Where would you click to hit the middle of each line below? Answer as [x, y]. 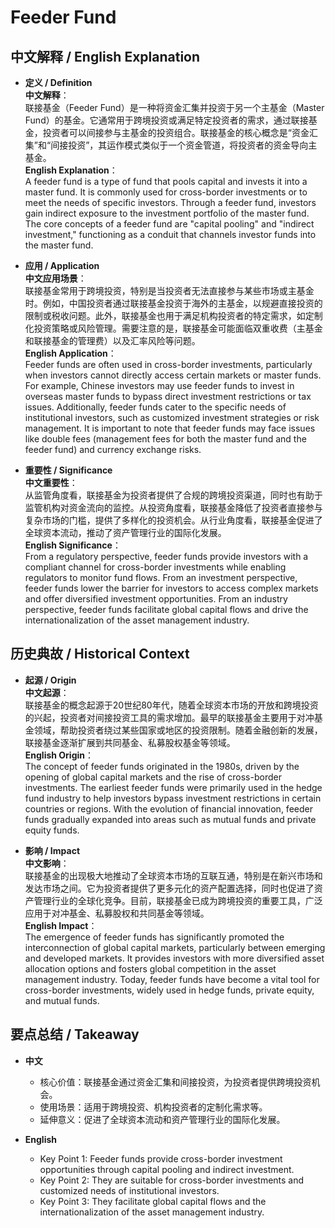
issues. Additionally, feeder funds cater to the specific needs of [155, 407]
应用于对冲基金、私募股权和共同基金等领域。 [117, 913]
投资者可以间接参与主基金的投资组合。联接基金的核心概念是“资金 [176, 132]
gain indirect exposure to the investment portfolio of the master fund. [167, 213]
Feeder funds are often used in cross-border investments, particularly [168, 364]
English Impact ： [61, 925]
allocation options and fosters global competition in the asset [150, 968]
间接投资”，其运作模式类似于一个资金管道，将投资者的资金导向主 [184, 145]
